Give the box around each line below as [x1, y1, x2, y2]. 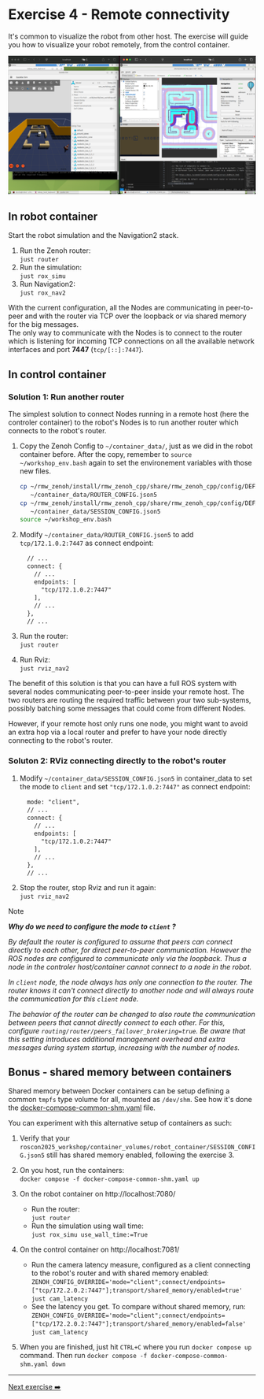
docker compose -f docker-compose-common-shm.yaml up [19, 1175, 200, 1183]
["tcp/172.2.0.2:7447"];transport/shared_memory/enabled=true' [31, 1286, 244, 1295]
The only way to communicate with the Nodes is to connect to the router [8, 328, 243, 338]
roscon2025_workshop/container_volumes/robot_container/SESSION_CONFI [19, 1144, 256, 1152]
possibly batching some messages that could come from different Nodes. [8, 703, 246, 714]
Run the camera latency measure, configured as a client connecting [31, 1260, 251, 1270]
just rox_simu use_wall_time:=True [31, 1231, 148, 1239]
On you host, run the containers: [19, 1166, 124, 1175]
